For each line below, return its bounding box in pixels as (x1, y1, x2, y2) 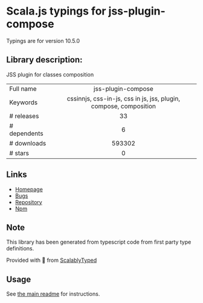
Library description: (6, 55, 83, 65)
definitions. (6, 245, 34, 252)
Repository (14, 198, 42, 205)
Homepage (14, 185, 43, 193)
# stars (9, 148, 29, 157)
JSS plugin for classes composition (6, 71, 94, 78)
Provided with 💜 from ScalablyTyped (6, 256, 97, 264)
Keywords (9, 98, 38, 107)
